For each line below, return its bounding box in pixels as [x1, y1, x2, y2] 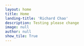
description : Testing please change [5, 20, 79, 25]
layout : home [5, 7, 32, 12]
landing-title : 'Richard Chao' [5, 16, 68, 21]
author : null [5, 29, 32, 34]
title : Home [5, 11, 29, 16]
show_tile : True [5, 34, 38, 39]
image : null [5, 25, 29, 30]
